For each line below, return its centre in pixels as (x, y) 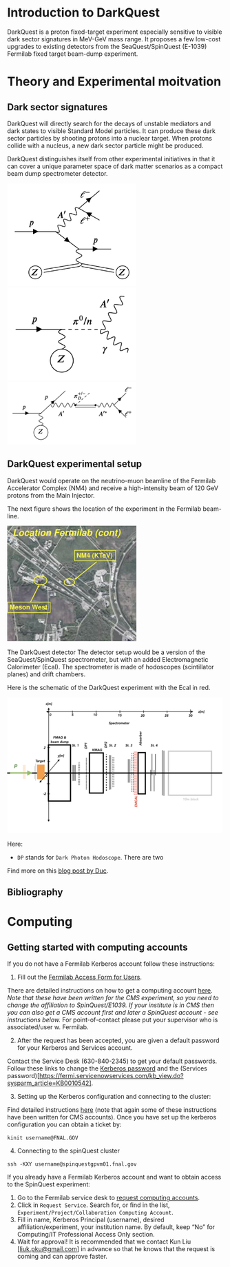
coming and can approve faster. (62, 1257)
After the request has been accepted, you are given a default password (118, 1041)
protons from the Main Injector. (51, 495)
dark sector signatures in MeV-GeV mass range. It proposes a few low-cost (114, 39)
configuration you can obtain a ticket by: (64, 1124)
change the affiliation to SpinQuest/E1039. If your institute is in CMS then (111, 1005)
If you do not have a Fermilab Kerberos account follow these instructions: (111, 964)
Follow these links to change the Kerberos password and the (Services (107, 1068)
